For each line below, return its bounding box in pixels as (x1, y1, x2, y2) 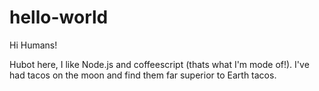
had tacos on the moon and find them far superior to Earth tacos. (9, 69, 277, 81)
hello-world (9, 6, 109, 29)
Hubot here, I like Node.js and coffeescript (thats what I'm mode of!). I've (9, 58, 310, 70)
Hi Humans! (9, 39, 58, 51)
